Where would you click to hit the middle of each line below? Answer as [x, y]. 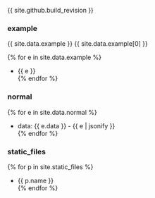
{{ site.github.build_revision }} [50, 10]
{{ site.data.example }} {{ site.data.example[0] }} [77, 44]
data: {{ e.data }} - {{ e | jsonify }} [66, 125]
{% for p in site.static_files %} [50, 167]
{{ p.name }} [36, 180]
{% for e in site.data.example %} [55, 57]
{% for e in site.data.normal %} [52, 112]
